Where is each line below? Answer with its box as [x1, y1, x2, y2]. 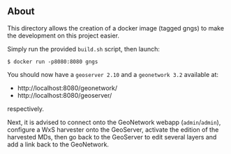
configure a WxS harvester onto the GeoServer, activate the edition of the [7, 125, 219, 134]
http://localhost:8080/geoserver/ [17, 91, 112, 99]
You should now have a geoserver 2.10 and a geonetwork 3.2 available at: [7, 70, 218, 78]
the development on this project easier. [7, 31, 120, 40]
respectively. [7, 104, 44, 113]
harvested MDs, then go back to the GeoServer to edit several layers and [7, 132, 217, 141]
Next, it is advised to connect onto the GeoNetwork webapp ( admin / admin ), [7, 118, 221, 126]
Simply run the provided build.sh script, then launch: [7, 44, 161, 53]
